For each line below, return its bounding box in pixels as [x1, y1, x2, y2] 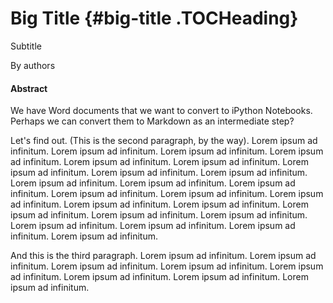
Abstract [10, 82, 48, 94]
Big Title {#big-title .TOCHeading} [10, 7, 299, 30]
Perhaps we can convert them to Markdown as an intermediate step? [10, 115, 295, 127]
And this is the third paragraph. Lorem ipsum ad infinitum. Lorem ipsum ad [10, 250, 317, 262]
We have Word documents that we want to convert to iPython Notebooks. [10, 105, 313, 117]
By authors [10, 59, 56, 71]
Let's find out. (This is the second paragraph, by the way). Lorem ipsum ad [10, 135, 318, 147]
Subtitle [10, 40, 42, 52]
